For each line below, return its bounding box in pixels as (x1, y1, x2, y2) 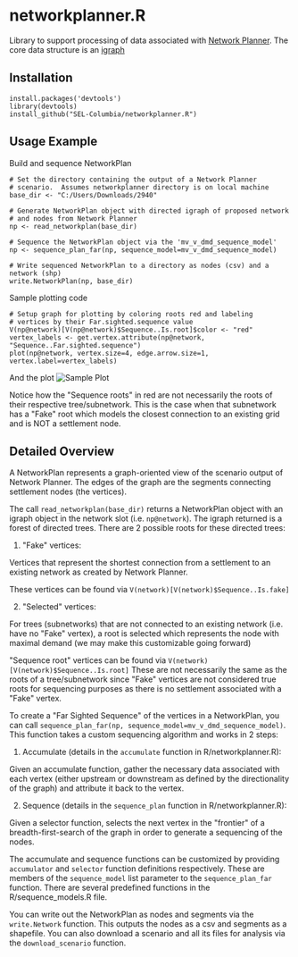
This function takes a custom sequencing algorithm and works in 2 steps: (9, 729, 279, 740)
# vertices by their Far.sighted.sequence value (9, 317, 194, 326)
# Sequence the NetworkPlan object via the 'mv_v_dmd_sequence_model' (9, 238, 277, 247)
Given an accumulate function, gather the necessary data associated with (9, 764, 280, 775)
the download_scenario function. (9, 937, 127, 948)
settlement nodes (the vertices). (9, 486, 128, 497)
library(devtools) (9, 102, 78, 111)
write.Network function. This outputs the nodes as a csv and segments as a (9, 919, 287, 929)
